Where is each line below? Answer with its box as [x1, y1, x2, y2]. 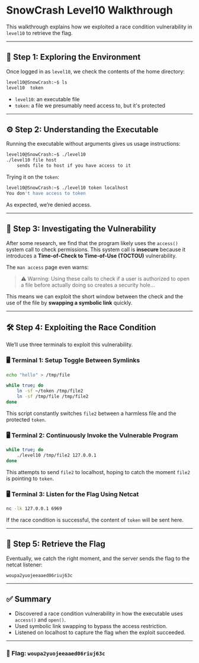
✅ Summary [6, 594, 52, 604]
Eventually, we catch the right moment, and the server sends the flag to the [6, 555, 190, 562]
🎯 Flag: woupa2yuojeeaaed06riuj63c [6, 649, 105, 657]
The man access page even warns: [6, 263, 89, 271]
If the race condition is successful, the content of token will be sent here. [6, 516, 184, 524]
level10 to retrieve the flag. [6, 29, 73, 36]
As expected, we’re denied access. [6, 201, 92, 208]
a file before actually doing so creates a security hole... [20, 281, 155, 288]
